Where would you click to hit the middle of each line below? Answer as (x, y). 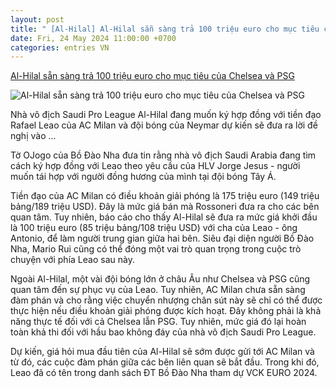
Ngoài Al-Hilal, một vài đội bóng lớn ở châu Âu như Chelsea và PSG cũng (160, 279)
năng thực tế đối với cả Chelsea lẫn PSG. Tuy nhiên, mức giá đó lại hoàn (158, 322)
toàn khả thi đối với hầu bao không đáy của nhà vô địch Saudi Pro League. (163, 332)
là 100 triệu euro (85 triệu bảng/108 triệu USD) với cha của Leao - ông (154, 228)
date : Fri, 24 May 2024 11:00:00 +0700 (93, 38)
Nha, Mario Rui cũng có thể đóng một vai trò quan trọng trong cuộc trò (156, 249)
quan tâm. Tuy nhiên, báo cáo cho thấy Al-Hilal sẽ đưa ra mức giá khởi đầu (164, 217)
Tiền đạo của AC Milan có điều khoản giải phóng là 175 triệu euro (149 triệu (165, 196)
